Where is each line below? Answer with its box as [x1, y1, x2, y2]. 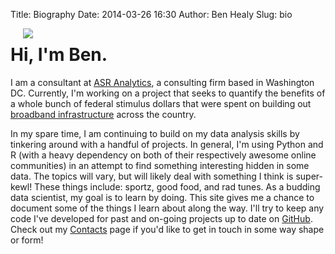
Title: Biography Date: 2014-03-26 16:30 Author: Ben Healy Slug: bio [10, 9, 293, 20]
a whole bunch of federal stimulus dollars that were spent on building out [10, 97, 312, 109]
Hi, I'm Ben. [10, 44, 108, 66]
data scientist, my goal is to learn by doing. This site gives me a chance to [10, 191, 315, 203]
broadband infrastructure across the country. [10, 108, 197, 120]
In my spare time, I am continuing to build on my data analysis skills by [10, 127, 300, 139]
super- [295, 170, 323, 182]
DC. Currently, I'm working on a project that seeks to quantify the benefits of [10, 87, 326, 99]
